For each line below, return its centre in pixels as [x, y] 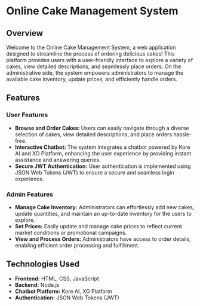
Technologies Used [43, 264]
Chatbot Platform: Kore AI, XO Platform [63, 291]
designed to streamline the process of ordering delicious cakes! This [90, 54]
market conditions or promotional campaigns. [71, 232]
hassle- [182, 134]
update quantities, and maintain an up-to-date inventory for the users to [103, 213]
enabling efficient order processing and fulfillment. [77, 245]
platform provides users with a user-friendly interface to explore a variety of [100, 60]
